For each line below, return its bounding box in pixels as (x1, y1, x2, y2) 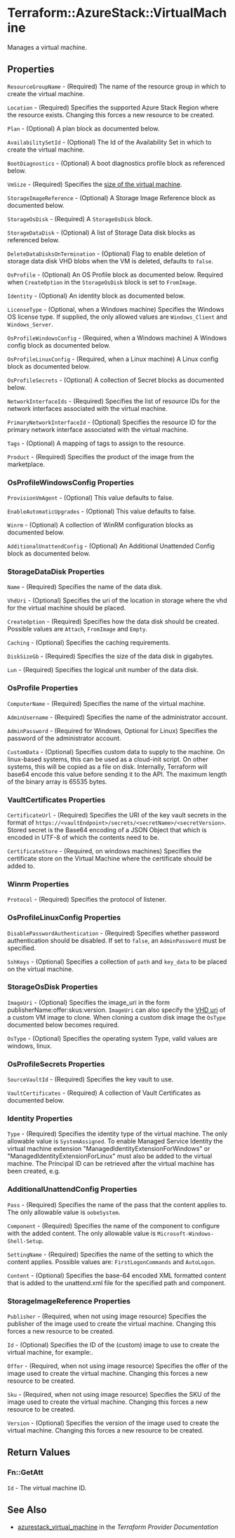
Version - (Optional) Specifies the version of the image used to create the (7, 1419, 220, 1427)
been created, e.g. (7, 1167, 61, 1176)
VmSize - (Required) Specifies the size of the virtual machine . (7, 180, 182, 188)
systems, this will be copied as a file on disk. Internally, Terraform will (7, 762, 208, 770)
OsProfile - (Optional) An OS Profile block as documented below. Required (7, 270, 223, 279)
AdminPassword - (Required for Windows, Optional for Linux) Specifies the (7, 726, 217, 735)
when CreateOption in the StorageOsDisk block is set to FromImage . (7, 277, 197, 286)
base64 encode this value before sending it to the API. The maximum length (7, 770, 227, 778)
